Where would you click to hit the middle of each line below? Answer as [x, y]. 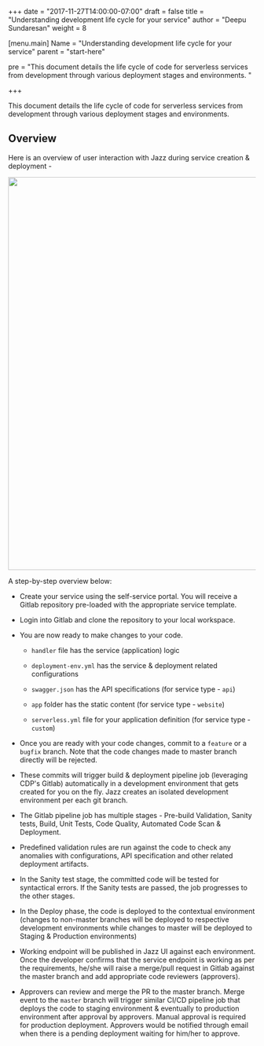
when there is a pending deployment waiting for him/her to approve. [130, 1033]
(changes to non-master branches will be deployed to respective [124, 919]
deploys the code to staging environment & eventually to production [129, 1008]
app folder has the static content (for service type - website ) [128, 704]
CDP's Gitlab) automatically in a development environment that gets [129, 783]
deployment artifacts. [54, 864]
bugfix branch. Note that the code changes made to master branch [128, 751]
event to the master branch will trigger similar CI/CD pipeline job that [130, 1000]
